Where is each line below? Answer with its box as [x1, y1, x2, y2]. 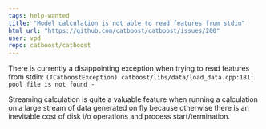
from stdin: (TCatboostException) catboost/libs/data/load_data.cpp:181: [8, 72, 255, 82]
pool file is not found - [8, 81, 95, 89]
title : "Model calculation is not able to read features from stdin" [8, 19, 246, 27]
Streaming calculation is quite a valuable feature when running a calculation [8, 95, 258, 104]
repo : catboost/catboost [8, 42, 91, 50]
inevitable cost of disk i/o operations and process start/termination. [8, 111, 231, 121]
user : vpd [8, 34, 42, 42]
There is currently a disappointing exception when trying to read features [8, 63, 250, 73]
